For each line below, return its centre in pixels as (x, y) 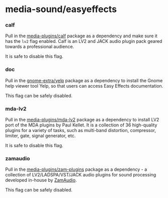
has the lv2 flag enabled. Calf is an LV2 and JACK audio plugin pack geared (84, 41)
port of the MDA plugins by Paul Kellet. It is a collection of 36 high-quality (81, 125)
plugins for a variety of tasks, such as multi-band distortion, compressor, (81, 130)
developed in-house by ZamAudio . (41, 180)
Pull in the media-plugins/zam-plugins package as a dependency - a (76, 169)
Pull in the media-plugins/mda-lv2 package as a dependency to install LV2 (82, 120)
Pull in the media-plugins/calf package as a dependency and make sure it (81, 36)
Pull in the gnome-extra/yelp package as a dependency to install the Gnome (84, 80)
